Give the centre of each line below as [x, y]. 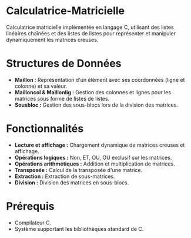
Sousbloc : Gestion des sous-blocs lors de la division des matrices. [96, 105]
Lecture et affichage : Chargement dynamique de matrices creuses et [100, 145]
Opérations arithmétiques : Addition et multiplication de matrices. [95, 164]
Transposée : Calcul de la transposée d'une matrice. [78, 170]
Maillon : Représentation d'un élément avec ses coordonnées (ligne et [100, 80]
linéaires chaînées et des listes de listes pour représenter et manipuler [91, 33]
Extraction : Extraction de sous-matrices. [65, 176]
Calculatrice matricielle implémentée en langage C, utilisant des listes [90, 27]
